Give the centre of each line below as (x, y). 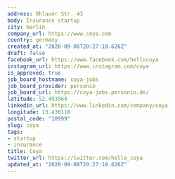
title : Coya (25, 152)
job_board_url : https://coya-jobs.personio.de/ (78, 92)
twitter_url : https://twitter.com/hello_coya (75, 158)
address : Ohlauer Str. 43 (45, 14)
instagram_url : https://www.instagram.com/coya (78, 66)
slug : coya (23, 125)
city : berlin (26, 27)
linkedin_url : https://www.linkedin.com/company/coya (88, 106)
